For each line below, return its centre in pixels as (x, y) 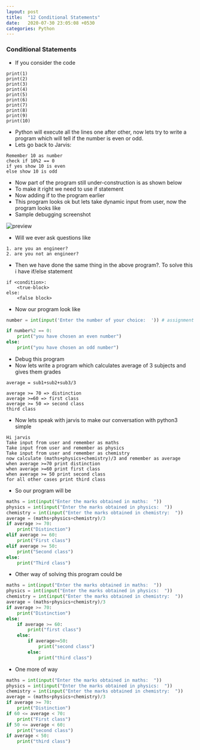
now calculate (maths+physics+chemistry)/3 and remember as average (93, 458)
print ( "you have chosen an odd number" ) (68, 348)
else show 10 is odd (32, 171)
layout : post (22, 12)
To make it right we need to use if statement (69, 189)
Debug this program (40, 359)
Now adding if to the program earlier (60, 195)
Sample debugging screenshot (53, 214)
